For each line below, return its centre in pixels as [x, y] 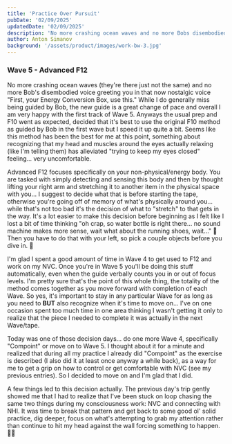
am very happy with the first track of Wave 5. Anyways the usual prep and [112, 114]
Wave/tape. [23, 326]
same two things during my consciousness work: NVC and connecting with [114, 404]
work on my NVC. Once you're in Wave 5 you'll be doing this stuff [100, 267]
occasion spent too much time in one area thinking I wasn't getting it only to [115, 311]
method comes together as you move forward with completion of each [107, 289]
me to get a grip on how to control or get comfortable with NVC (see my [109, 368]
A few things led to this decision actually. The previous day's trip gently [109, 389]
